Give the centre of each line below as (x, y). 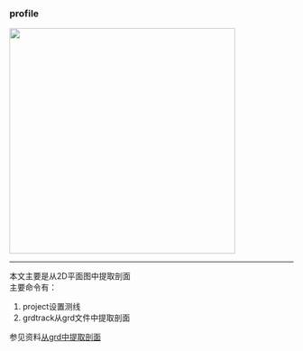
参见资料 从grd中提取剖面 (55, 337)
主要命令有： (33, 288)
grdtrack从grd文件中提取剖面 (76, 318)
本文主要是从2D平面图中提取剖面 (70, 276)
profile (24, 14)
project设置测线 (51, 307)
